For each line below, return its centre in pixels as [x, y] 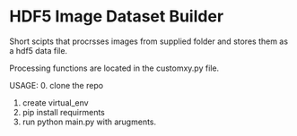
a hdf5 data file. [39, 50]
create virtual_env [55, 102]
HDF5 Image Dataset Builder [117, 17]
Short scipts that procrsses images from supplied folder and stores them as [149, 41]
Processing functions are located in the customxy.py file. [114, 68]
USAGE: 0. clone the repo [57, 85]
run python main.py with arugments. [89, 122]
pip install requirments [64, 112]
